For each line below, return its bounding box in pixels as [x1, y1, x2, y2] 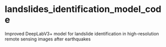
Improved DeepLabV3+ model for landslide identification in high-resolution [5, 30, 159, 36]
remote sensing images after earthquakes [5, 36, 91, 42]
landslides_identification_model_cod [5, 3, 161, 15]
